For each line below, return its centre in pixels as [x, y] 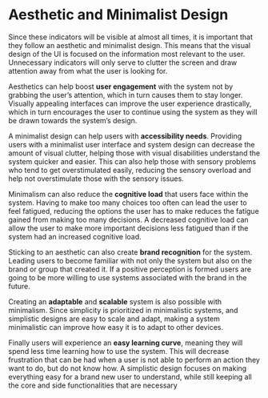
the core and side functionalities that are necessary [93, 385]
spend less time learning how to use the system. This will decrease [119, 351]
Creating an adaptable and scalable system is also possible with [115, 301]
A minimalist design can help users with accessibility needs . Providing [125, 136]
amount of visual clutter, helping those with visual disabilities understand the [134, 153]
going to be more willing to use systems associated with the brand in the [128, 277]
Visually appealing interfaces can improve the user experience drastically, [130, 103]
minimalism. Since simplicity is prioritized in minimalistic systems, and [123, 310]
